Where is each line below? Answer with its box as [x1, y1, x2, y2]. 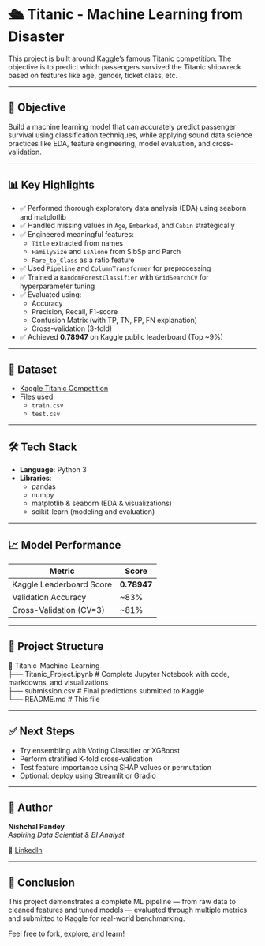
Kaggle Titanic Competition [19, 384, 109, 393]
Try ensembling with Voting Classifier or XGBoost [19, 745, 181, 755]
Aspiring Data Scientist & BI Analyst [8, 830, 125, 840]
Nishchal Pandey [8, 822, 65, 832]
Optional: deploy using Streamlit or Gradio [19, 771, 156, 780]
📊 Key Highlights [8, 178, 95, 192]
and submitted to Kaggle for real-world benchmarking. [8, 914, 185, 923]
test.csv [31, 411, 61, 419]
